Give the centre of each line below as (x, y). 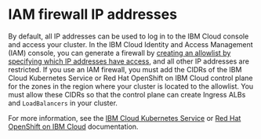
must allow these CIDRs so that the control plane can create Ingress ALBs (127, 94)
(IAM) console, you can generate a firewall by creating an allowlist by (120, 53)
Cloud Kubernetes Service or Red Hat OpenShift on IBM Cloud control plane (130, 78)
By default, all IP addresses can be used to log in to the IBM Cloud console (129, 36)
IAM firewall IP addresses (93, 15)
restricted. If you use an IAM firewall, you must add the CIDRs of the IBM (125, 69)
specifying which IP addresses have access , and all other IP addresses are (129, 61)
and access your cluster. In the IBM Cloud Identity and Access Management (130, 44)
